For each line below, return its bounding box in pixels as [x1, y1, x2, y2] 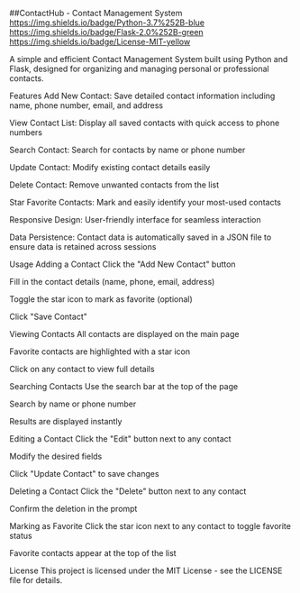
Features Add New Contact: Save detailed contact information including [9, 90, 276, 101]
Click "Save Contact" [9, 311, 87, 322]
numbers [9, 127, 43, 138]
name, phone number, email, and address [9, 100, 164, 111]
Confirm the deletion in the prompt [9, 504, 138, 514]
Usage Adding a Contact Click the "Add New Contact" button [9, 259, 236, 269]
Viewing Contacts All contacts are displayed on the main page [9, 329, 240, 339]
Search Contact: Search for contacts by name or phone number [9, 144, 246, 155]
